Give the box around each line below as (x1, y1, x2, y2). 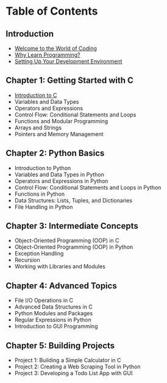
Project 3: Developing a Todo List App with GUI (14, 370, 133, 377)
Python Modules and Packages (14, 310, 93, 317)
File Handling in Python (14, 203, 73, 210)
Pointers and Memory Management (14, 130, 104, 138)
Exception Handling (14, 250, 64, 257)
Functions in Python (14, 190, 65, 198)
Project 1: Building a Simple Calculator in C (14, 357, 121, 364)
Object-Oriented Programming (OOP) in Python (14, 243, 133, 251)
